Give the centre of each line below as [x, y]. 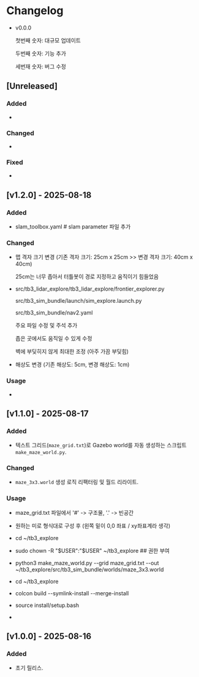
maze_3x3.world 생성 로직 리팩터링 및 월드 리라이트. [77, 482]
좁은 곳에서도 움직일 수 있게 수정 [54, 338]
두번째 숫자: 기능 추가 [40, 53]
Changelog [35, 11]
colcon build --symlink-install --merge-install [72, 593]
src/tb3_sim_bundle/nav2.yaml [54, 313]
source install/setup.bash [47, 605]
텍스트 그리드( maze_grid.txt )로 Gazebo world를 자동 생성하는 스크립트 [101, 445]
